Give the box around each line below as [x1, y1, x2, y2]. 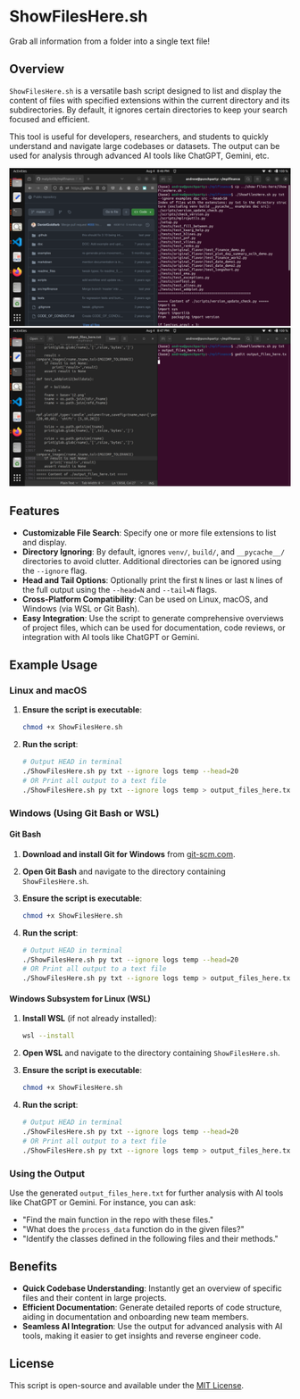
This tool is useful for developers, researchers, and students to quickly [9, 131, 270, 142]
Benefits [9, 1259, 58, 1274]
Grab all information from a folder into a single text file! [9, 36, 211, 46]
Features [9, 504, 60, 519]
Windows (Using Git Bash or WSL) [9, 806, 160, 819]
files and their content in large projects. [21, 1292, 167, 1303]
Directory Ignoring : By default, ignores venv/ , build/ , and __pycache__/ [21, 546, 286, 557]
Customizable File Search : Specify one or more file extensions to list [21, 527, 277, 537]
